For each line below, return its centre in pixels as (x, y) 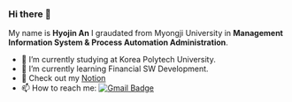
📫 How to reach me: (59, 88)
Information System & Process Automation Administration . (119, 42)
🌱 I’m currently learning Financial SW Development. (115, 69)
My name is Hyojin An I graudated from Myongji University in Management (146, 33)
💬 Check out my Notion (63, 78)
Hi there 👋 (30, 14)
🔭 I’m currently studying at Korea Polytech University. (118, 60)
